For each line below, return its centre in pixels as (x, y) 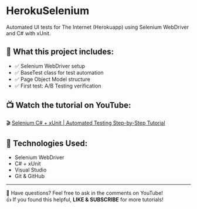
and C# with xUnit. (28, 33)
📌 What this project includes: (60, 52)
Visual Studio (30, 170)
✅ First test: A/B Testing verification (58, 86)
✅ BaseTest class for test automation (59, 72)
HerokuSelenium (48, 11)
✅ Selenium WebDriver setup (50, 66)
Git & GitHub (30, 176)
